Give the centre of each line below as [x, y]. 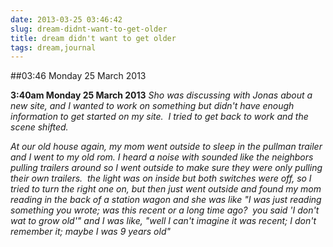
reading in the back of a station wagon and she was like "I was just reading [166, 200]
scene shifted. [39, 127]
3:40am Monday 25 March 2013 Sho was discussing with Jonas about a [161, 95]
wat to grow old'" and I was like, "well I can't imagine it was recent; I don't [163, 221]
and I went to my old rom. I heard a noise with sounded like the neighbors [162, 157]
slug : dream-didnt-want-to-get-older [89, 29]
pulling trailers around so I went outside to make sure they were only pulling [166, 168]
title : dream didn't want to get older [93, 38]
